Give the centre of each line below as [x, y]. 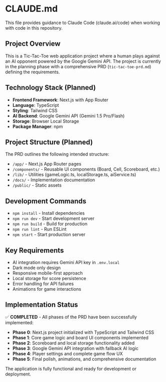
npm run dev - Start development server [53, 218]
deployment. [18, 374]
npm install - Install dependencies [49, 213]
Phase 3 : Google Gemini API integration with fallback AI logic [75, 348]
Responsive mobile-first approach [47, 273]
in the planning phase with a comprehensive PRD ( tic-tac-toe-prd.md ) [78, 66]
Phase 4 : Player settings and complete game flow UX [67, 353]
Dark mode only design [37, 268]
